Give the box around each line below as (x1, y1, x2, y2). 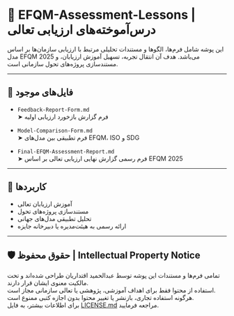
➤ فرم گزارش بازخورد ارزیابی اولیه (17, 112, 109, 121)
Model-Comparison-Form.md (17, 127, 93, 134)
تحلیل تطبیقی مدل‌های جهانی (17, 214, 92, 223)
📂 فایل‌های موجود (7, 86, 74, 98)
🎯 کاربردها (7, 181, 47, 193)
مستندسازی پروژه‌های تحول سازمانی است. (7, 59, 118, 68)
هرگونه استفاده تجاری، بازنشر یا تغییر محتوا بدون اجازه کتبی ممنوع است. (7, 294, 194, 302)
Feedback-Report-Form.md (17, 106, 90, 113)
